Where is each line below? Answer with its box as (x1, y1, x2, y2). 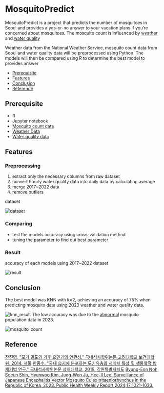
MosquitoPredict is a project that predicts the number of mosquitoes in (5, 20, 147, 25)
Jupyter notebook (12, 118, 48, 123)
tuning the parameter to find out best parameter (12, 237, 108, 243)
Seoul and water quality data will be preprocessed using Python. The (5, 50, 144, 56)
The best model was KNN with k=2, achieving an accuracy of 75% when (5, 296, 151, 302)
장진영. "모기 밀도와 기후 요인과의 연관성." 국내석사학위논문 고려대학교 (5, 354, 138, 360)
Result (5, 249, 21, 256)
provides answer (5, 60, 39, 66)
